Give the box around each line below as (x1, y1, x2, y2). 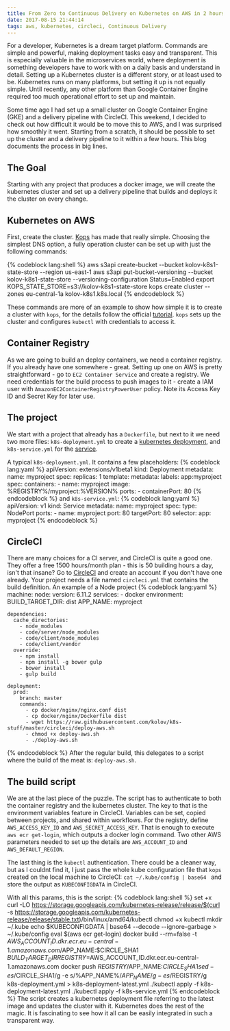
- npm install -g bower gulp (19, 659, 103, 666)
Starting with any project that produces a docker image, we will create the (7, 180, 216, 188)
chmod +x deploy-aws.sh (31, 731, 99, 738)
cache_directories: (13, 617, 69, 624)
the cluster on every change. (7, 195, 88, 203)
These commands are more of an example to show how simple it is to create (7, 303, 222, 311)
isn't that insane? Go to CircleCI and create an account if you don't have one (7, 569, 222, 577)
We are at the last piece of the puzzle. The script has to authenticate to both (7, 794, 222, 802)
